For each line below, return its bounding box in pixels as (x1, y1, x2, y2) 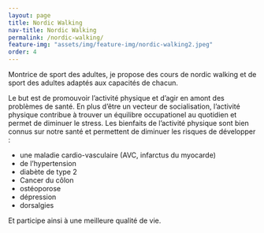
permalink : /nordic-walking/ (8, 33, 104, 42)
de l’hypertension (19, 159, 76, 168)
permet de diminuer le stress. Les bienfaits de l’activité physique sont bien (8, 119, 250, 128)
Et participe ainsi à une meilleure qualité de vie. (8, 216, 162, 225)
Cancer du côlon (19, 176, 74, 185)
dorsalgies (19, 201, 54, 209)
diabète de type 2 (19, 167, 77, 176)
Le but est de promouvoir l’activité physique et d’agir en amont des (8, 94, 225, 102)
